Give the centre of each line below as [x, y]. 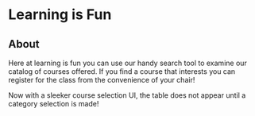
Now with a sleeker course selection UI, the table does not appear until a [127, 95]
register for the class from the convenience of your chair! [102, 80]
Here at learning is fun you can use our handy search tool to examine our [128, 63]
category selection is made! [54, 104]
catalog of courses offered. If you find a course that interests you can [122, 72]
